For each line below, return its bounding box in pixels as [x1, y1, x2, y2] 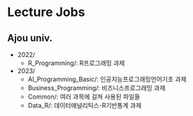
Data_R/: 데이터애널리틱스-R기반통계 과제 [27, 101, 142, 109]
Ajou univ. [7, 32, 52, 44]
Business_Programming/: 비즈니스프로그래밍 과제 [27, 84, 166, 92]
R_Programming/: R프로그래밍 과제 [27, 59, 125, 67]
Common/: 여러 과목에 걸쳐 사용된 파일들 [27, 92, 141, 101]
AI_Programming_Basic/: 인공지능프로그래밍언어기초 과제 [27, 75, 187, 83]
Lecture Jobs [7, 4, 85, 20]
